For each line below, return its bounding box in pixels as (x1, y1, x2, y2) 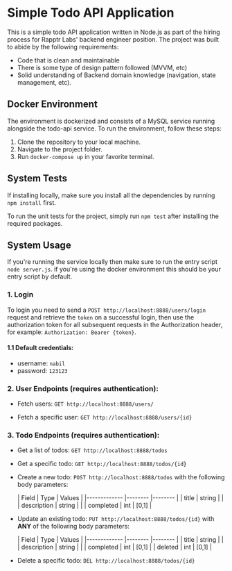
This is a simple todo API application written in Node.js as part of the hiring (7, 28, 220, 36)
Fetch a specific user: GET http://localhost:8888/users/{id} (17, 413, 193, 422)
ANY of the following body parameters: (17, 522, 130, 531)
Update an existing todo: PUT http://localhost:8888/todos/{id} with (17, 515, 215, 523)
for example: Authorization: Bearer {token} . (7, 328, 136, 336)
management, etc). (17, 78, 71, 86)
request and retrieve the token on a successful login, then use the (7, 313, 195, 321)
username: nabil (17, 359, 66, 367)
